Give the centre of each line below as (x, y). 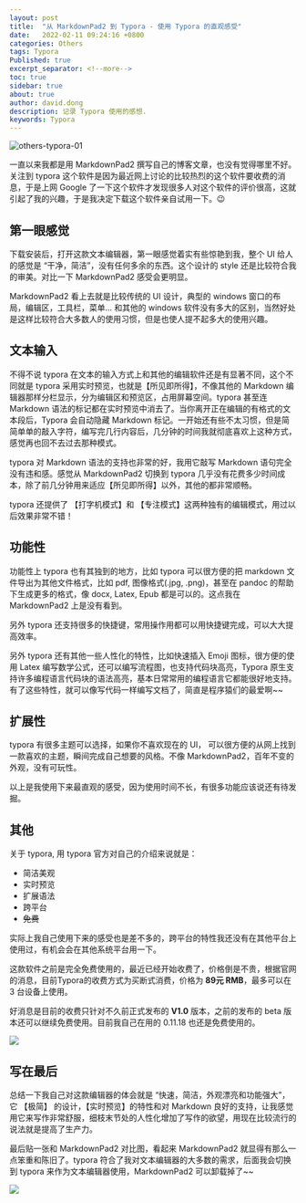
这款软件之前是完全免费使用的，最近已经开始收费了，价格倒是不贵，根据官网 (153, 969)
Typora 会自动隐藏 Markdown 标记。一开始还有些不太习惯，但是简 (165, 420)
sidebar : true (36, 86)
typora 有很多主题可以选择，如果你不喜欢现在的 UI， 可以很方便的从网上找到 (153, 745)
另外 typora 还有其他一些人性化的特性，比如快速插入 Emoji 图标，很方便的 (148, 655)
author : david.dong (46, 103)
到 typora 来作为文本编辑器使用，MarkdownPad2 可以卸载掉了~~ (132, 1171)
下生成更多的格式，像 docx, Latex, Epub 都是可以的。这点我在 (125, 593)
